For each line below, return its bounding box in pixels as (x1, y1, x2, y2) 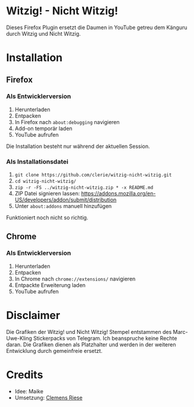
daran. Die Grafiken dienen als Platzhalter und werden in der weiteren (6, 340, 176, 348)
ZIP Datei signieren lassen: (14, 190, 80, 197)
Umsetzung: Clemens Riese (14, 394, 83, 401)
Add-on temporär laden (14, 125, 73, 132)
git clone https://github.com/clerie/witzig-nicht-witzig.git (14, 172, 172, 178)
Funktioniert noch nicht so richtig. (6, 214, 88, 221)
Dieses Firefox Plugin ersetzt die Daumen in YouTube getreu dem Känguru (6, 24, 187, 31)
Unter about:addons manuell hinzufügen (14, 203, 112, 210)
